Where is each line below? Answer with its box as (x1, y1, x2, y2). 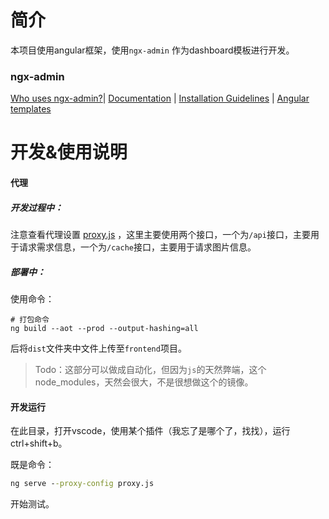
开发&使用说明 (10, 141, 128, 164)
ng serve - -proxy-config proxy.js (10, 479, 155, 489)
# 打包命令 (10, 314, 50, 325)
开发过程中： (10, 201, 63, 213)
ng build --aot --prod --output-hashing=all (10, 323, 199, 333)
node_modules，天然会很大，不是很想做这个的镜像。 (34, 376, 254, 388)
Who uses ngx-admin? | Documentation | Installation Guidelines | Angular (10, 92, 310, 105)
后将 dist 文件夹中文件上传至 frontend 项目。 (10, 342, 187, 354)
